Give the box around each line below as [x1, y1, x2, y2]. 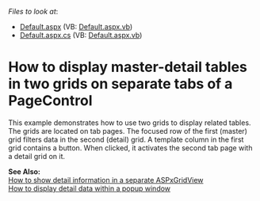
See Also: [8, 166, 41, 176]
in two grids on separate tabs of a [8, 75, 233, 93]
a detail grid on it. [8, 151, 66, 161]
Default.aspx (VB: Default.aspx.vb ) [19, 22, 133, 31]
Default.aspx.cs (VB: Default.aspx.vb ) [19, 31, 143, 40]
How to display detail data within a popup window [8, 184, 171, 193]
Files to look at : [8, 7, 59, 16]
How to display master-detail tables [8, 59, 248, 76]
